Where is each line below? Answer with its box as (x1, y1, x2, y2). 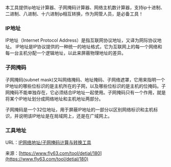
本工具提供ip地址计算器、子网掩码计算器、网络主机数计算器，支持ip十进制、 (5, 5, 165, 10)
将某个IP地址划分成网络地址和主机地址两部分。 (5, 96, 104, 102)
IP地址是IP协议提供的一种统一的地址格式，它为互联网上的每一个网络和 (15, 44, 162, 50)
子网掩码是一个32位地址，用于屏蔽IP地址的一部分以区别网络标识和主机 (5, 106, 154, 113)
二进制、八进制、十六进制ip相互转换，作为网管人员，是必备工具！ (5, 11, 143, 17)
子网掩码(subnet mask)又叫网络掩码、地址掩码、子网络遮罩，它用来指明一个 (5, 76, 165, 82)
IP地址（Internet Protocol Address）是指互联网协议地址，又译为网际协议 (5, 37, 157, 43)
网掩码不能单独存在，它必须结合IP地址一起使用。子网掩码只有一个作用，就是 (5, 89, 166, 95)
